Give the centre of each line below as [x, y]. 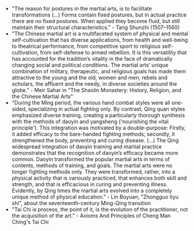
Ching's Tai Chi [30, 222]
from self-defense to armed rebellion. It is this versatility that [113, 52]
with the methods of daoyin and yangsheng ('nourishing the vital [90, 121]
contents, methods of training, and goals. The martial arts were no [92, 165]
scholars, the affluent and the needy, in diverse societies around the [94, 84]
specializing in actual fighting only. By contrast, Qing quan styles [107, 109]
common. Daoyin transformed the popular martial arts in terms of [91, 159]
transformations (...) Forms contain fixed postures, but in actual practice [99, 15]
